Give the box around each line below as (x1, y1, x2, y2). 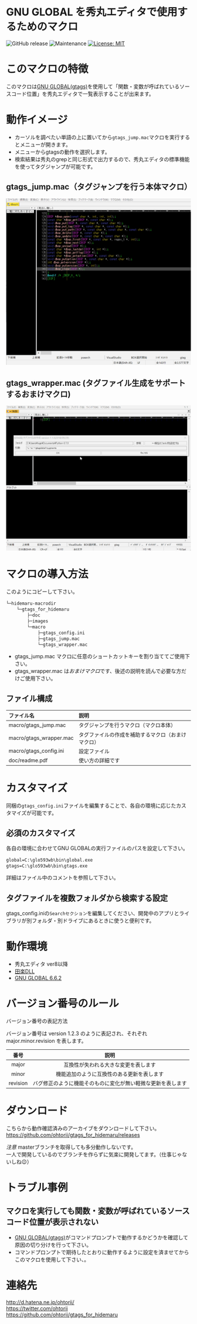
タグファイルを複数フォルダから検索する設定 (6, 893, 168, 903)
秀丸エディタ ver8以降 (14, 961, 69, 968)
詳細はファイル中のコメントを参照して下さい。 (6, 874, 119, 881)
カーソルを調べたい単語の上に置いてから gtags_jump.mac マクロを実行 (14, 134, 180, 141)
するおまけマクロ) (6, 389, 71, 399)
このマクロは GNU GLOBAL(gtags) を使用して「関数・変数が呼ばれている (6, 83, 180, 90)
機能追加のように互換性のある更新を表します (55, 1070, 164, 1078)
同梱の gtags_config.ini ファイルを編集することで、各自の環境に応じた (6, 802, 176, 809)
